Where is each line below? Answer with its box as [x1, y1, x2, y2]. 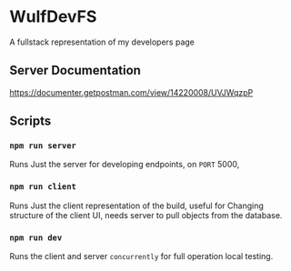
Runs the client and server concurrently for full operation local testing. [9, 251, 274, 262]
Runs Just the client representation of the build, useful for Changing [9, 200, 264, 211]
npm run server [9, 141, 77, 151]
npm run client [9, 182, 77, 192]
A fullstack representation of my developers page [9, 36, 196, 47]
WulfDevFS [9, 6, 97, 27]
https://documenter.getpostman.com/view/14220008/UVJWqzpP [9, 86, 254, 97]
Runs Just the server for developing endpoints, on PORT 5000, [9, 159, 240, 170]
